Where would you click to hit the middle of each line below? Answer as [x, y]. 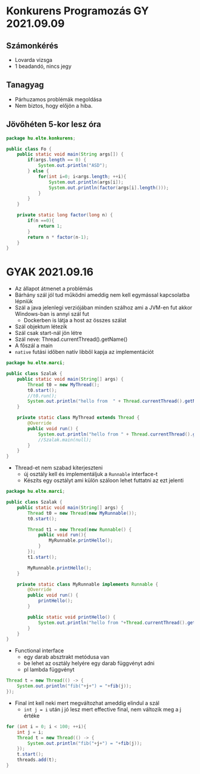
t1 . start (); [43, 557]
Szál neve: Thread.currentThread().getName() [71, 339]
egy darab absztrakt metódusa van [66, 657]
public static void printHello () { [72, 617]
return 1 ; [50, 226]
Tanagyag [25, 85]
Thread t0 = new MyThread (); [64, 385]
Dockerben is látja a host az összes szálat [75, 321]
